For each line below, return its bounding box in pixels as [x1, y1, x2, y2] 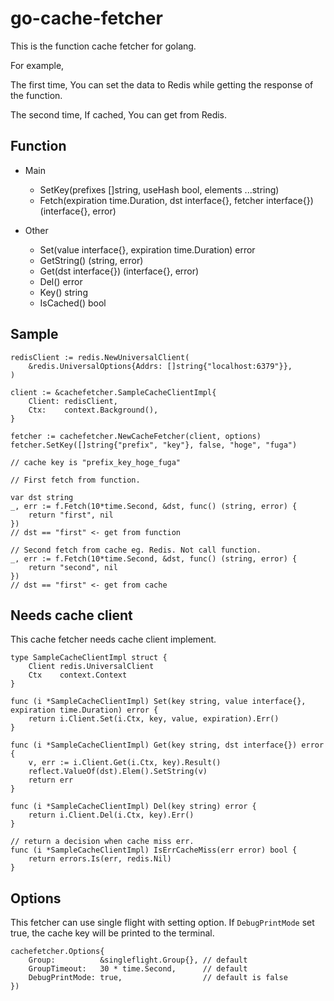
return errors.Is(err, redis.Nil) [28, 854, 172, 864]
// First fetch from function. [10, 475, 141, 485]
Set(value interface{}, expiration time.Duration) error [39, 243, 256, 256]
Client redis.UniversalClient [28, 662, 155, 672]
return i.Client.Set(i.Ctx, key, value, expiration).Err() [28, 714, 280, 724]
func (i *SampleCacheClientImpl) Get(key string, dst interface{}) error [10, 740, 325, 751]
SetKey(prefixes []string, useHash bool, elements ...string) [39, 183, 280, 196]
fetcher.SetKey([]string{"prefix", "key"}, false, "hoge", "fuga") [10, 440, 298, 450]
